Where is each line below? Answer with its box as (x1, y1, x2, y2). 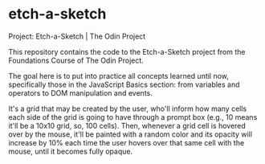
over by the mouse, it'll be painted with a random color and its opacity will (8, 129, 253, 139)
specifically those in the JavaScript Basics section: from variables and (8, 80, 240, 89)
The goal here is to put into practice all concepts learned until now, (8, 71, 229, 80)
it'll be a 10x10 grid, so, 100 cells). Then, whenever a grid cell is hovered (8, 121, 247, 130)
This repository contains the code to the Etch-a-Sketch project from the (8, 47, 246, 56)
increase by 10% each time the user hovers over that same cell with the (8, 137, 245, 147)
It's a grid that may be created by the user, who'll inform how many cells (8, 104, 247, 113)
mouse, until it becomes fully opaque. (8, 146, 133, 156)
